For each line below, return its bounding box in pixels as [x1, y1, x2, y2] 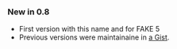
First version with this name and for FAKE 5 [18, 24, 160, 34]
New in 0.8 [7, 6, 50, 17]
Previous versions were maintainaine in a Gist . [18, 32, 170, 42]
